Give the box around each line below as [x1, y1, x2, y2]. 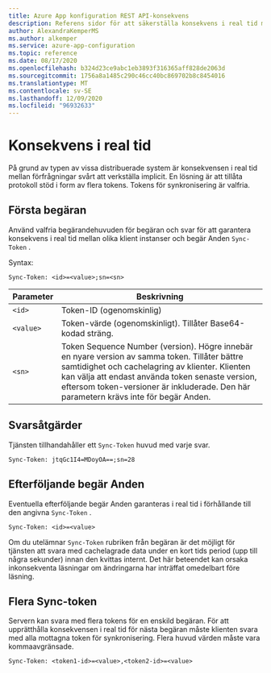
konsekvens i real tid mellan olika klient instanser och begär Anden [8, 233, 230, 243]
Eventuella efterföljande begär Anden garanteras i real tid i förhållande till [8, 499, 252, 509]
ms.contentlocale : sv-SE [8, 86, 92, 95]
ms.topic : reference [8, 49, 78, 57]
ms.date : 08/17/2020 [8, 57, 78, 65]
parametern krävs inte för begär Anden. [60, 391, 211, 402]
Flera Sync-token [8, 594, 98, 609]
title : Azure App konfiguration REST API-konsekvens [8, 11, 190, 20]
